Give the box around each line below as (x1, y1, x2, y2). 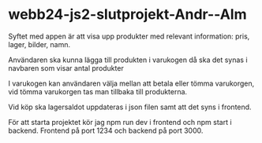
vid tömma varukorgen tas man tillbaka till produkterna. (8, 86, 188, 96)
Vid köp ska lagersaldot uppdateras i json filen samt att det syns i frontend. (8, 102, 252, 112)
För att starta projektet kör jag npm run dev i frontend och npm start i (8, 117, 232, 126)
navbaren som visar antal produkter (8, 63, 124, 72)
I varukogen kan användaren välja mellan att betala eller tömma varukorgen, (8, 79, 255, 88)
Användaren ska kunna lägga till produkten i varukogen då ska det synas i (8, 55, 248, 64)
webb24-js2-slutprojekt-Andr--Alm (8, 5, 247, 24)
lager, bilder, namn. (8, 39, 71, 49)
